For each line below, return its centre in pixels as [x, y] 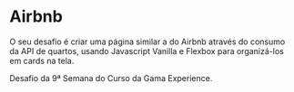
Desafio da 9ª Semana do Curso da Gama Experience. [111, 78]
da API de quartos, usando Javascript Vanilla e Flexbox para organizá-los [147, 51]
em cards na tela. [42, 60]
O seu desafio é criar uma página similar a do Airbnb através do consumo [147, 41]
